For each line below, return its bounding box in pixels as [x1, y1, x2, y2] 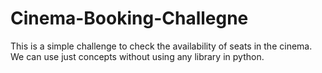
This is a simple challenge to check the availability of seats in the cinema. [10, 40, 313, 52]
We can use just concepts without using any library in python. [10, 50, 265, 62]
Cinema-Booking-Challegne [10, 7, 249, 30]
